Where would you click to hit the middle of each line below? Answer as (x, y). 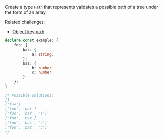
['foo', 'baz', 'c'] (26, 127)
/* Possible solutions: (30, 95)
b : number (41, 68)
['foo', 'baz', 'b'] (26, 123)
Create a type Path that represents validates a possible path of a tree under (81, 7)
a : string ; (43, 54)
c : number (41, 73)
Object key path (28, 31)
